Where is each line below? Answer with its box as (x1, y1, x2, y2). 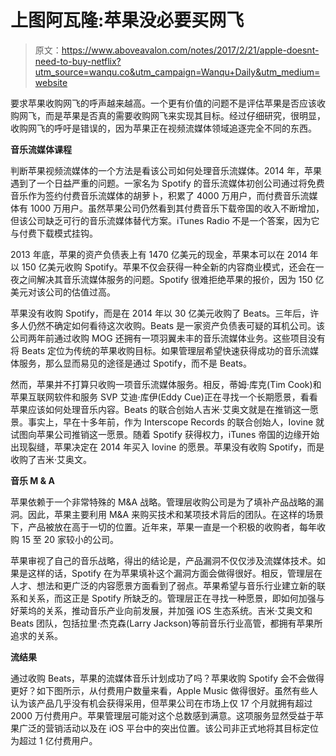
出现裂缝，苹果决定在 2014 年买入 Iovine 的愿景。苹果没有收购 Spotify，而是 (10, 441, 325, 453)
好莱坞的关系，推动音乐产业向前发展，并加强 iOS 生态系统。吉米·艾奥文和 (10, 604, 313, 616)
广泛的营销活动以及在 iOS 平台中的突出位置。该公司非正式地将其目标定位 (18, 722, 319, 734)
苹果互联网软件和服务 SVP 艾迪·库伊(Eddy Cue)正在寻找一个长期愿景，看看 (10, 391, 318, 403)
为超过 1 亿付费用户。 (10, 734, 98, 746)
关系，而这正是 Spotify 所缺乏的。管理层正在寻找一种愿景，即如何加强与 (27, 592, 325, 604)
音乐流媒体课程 (10, 143, 72, 155)
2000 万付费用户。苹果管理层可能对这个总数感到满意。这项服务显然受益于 (10, 709, 315, 721)
